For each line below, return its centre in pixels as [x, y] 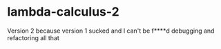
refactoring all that [33, 37]
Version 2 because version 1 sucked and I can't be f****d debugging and [111, 31]
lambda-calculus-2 [63, 12]
